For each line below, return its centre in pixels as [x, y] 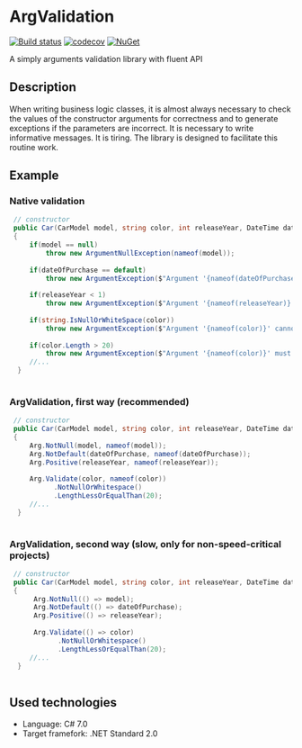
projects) [30, 555]
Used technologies [63, 703]
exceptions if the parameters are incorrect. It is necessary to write [132, 128]
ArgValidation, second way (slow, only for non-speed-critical [145, 544]
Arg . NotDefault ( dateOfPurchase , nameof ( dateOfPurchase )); [140, 454]
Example [34, 176]
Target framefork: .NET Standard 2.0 [90, 734]
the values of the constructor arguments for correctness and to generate [144, 118]
